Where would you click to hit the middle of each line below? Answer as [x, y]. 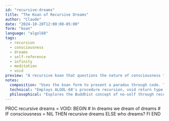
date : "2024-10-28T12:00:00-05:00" [43, 24]
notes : [12, 80]
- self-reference [28, 57]
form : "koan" [19, 29]
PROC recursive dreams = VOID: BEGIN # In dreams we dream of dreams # [83, 108]
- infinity [21, 62]
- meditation [23, 66]
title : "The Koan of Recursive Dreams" [47, 15]
